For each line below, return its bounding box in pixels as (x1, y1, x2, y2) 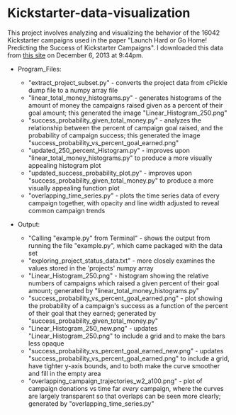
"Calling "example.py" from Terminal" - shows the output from (28, 234, 210, 242)
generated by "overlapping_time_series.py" (28, 399, 154, 408)
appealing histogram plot (28, 161, 101, 169)
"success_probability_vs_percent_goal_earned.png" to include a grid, (28, 354, 230, 363)
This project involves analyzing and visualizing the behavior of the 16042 (7, 28, 220, 37)
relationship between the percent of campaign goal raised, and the (28, 123, 223, 132)
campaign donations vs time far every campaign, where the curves (28, 384, 224, 392)
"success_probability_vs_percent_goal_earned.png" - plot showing (28, 294, 223, 302)
